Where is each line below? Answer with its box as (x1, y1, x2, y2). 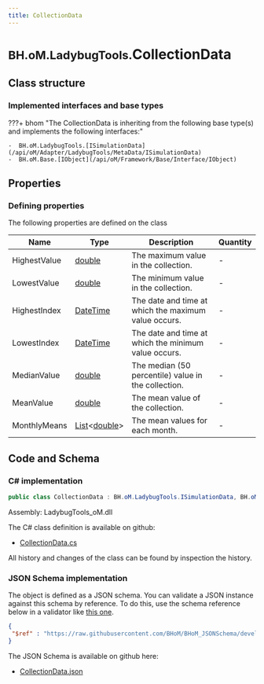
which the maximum (131, 305, 207, 316)
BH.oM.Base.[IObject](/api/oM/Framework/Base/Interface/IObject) (18, 155, 237, 164)
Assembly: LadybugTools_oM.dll (8, 507, 113, 517)
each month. (131, 425, 178, 436)
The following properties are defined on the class (8, 218, 167, 228)
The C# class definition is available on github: (8, 522, 156, 531)
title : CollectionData (8, 11, 82, 20)
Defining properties (8, 200, 85, 211)
